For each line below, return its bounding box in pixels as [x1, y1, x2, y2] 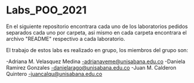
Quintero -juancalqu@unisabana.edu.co [6, 70, 103, 77]
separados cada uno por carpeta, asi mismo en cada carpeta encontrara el [6, 29, 187, 36]
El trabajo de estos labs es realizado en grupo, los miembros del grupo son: [6, 46, 189, 53]
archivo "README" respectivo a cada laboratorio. [6, 35, 125, 42]
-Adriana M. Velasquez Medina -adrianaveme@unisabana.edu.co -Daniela [6, 58, 186, 65]
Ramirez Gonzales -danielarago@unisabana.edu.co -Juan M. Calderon [6, 64, 177, 71]
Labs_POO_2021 [6, 4, 87, 17]
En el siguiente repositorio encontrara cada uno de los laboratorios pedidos [6, 23, 188, 30]
